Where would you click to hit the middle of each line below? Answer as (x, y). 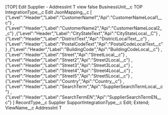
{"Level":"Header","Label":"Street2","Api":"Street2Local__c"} (68, 60)
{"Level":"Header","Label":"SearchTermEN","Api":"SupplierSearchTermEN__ (83, 97)
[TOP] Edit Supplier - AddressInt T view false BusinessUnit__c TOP (74, 7)
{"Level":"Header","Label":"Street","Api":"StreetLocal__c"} (65, 54)
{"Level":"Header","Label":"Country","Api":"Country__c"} (63, 81)
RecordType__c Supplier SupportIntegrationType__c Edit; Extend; (82, 102)
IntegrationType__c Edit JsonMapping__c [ (49, 12)
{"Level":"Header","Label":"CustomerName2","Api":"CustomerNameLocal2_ (83, 28)
